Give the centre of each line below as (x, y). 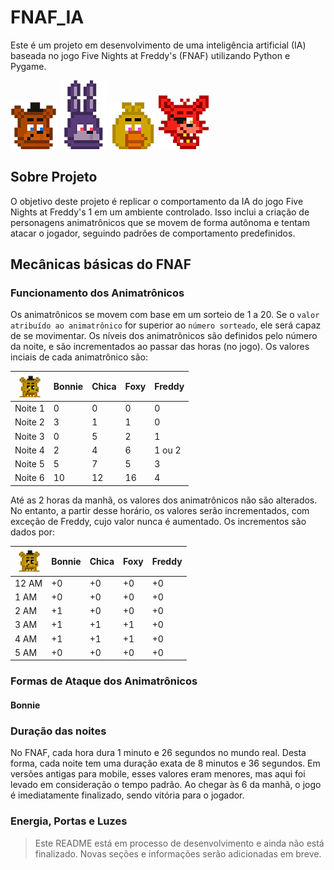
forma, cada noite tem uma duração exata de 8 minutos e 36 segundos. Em (165, 763)
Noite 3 (29, 436)
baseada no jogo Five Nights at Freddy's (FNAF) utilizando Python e (150, 55)
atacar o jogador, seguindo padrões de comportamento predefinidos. (153, 233)
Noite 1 (29, 408)
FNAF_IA (47, 17)
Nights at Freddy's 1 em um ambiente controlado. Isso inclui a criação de (160, 212)
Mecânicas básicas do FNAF (101, 264)
